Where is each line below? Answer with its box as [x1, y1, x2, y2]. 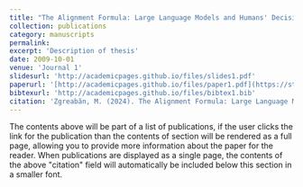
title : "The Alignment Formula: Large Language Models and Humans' [9, 13, 269, 22]
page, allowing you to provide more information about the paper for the [9, 140, 273, 151]
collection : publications [9, 22, 106, 31]
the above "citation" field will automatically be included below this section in [9, 159, 292, 171]
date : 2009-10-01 [9, 55, 75, 64]
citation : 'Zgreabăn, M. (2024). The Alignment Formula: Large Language [9, 96, 289, 106]
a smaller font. [9, 169, 63, 180]
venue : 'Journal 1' [9, 64, 83, 73]
